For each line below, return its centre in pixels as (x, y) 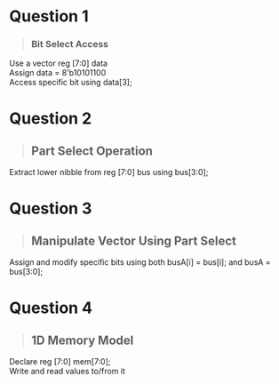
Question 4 (51, 308)
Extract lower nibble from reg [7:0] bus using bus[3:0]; (109, 172)
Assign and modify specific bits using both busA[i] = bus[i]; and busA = (140, 262)
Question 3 (51, 208)
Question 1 (49, 16)
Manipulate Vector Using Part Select (134, 241)
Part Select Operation (92, 152)
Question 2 (51, 118)
